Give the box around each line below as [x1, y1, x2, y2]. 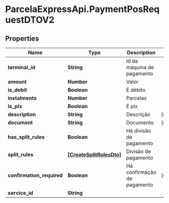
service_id [8, 189, 34, 196]
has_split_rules [8, 134, 45, 140]
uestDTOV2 [5, 14, 55, 26]
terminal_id [8, 64, 35, 71]
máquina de [126, 64, 154, 71]
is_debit [8, 86, 27, 93]
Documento [126, 119, 154, 126]
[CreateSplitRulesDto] [67, 151, 122, 158]
